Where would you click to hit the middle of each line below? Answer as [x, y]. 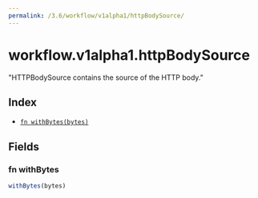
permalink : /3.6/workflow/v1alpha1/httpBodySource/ [96, 16]
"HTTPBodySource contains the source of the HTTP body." [106, 77]
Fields [24, 147]
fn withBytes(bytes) [54, 122]
